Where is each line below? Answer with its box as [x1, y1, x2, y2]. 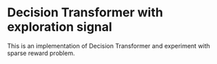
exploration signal [7, 19, 112, 35]
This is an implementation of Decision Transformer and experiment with [7, 42, 210, 50]
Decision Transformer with [7, 5, 163, 20]
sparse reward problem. [7, 49, 75, 57]
